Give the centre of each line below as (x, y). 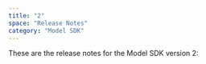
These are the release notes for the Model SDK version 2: (103, 54)
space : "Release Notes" (48, 23)
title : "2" (27, 16)
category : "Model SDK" (46, 30)
